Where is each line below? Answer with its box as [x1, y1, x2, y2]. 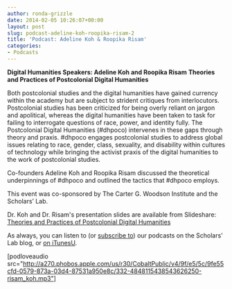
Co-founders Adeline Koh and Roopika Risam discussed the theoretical [7, 168, 210, 177]
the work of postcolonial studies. [7, 155, 100, 163]
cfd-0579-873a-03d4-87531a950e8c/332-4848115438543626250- [7, 267, 202, 275]
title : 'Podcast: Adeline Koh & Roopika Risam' [7, 36, 148, 43]
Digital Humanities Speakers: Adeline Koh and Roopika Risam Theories [7, 67, 215, 76]
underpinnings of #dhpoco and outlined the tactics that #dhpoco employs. [7, 176, 220, 184]
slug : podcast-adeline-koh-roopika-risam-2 [7, 29, 135, 37]
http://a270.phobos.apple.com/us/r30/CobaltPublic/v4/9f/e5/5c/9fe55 [23, 259, 224, 267]
